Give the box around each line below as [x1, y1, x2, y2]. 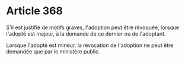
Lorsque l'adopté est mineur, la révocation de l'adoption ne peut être [6, 42, 174, 49]
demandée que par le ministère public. [6, 48, 100, 55]
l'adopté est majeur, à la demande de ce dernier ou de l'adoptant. [6, 30, 166, 37]
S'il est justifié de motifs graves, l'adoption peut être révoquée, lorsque [6, 24, 180, 31]
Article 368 [6, 4, 63, 18]
